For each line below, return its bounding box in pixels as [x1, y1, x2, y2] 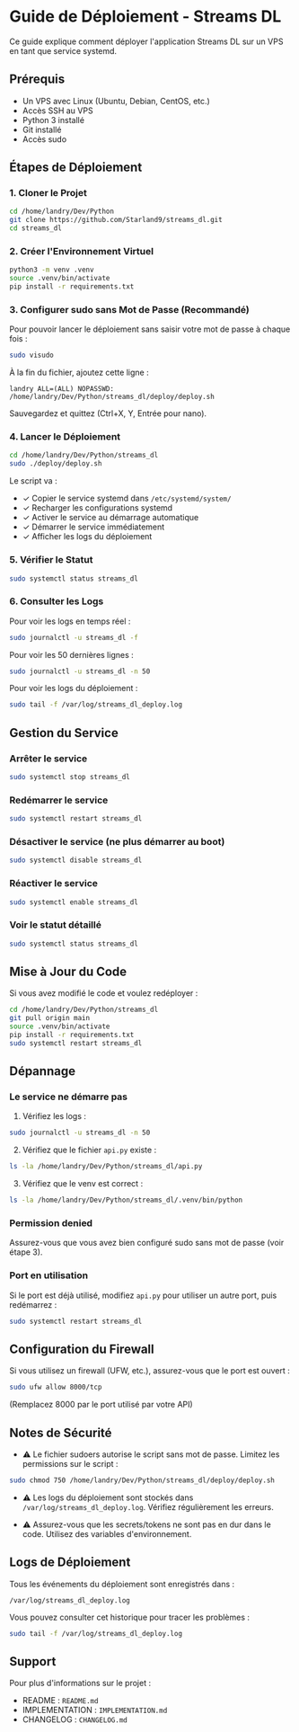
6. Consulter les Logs [9, 595, 104, 608]
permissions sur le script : [22, 1459, 119, 1470]
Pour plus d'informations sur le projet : [9, 1678, 151, 1689]
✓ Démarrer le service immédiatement [22, 521, 165, 532]
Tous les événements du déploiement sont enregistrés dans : [9, 1578, 235, 1589]
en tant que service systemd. [9, 45, 118, 56]
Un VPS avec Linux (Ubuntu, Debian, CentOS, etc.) [22, 95, 211, 106]
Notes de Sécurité [9, 1425, 112, 1440]
